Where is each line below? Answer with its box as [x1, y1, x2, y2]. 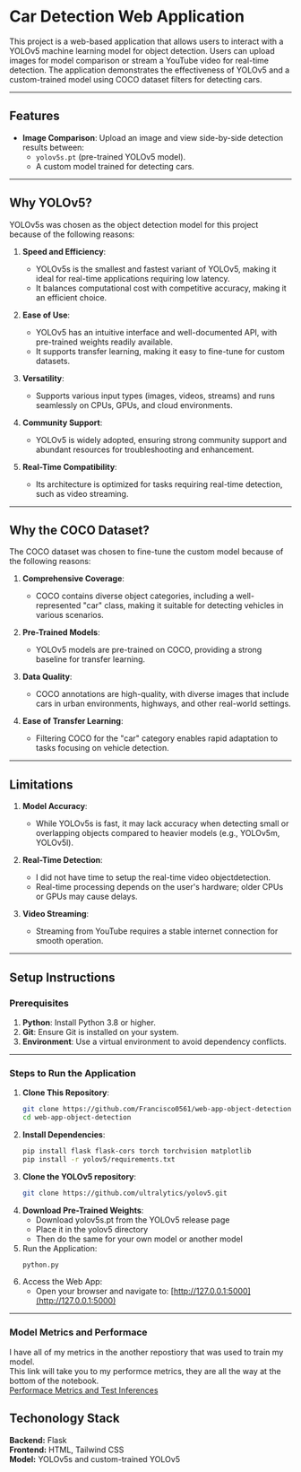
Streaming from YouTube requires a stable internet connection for [35, 926, 279, 936]
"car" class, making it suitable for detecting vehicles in [82, 600, 284, 611]
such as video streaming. [35, 488, 129, 499]
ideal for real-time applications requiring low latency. [35, 273, 230, 283]
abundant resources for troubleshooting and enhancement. [35, 444, 254, 455]
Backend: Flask [9, 1434, 67, 1445]
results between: [21, 142, 85, 152]
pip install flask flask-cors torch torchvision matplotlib [21, 1146, 252, 1155]
